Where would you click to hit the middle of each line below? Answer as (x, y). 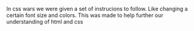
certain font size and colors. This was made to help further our (85, 15)
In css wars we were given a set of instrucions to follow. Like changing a (97, 9)
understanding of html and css (45, 22)
